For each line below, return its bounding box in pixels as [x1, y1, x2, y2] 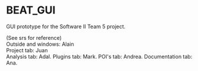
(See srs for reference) [6, 34, 62, 41]
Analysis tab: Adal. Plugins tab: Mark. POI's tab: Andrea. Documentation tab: [6, 53, 193, 60]
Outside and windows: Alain [6, 40, 74, 48]
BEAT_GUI [6, 4, 56, 17]
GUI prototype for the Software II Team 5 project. [6, 23, 126, 30]
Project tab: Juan [6, 46, 48, 53]
